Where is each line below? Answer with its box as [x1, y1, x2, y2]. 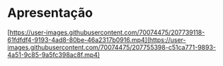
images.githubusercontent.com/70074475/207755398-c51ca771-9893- [7, 43, 217, 51]
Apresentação [7, 5, 93, 21]
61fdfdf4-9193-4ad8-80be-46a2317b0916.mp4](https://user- [7, 35, 186, 44]
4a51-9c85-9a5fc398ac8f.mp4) [7, 51, 101, 59]
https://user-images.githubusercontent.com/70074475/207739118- [9, 28, 205, 37]
